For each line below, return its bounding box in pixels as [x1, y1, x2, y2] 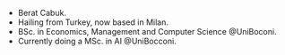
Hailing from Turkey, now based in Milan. [17, 17, 168, 27]
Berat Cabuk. [17, 8, 67, 18]
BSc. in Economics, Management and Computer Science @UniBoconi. [17, 27, 277, 36]
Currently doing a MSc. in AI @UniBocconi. [17, 35, 177, 46]
